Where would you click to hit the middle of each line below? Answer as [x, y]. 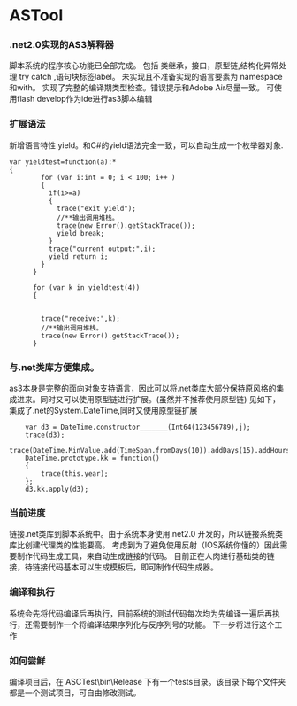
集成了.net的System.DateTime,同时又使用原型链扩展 [103, 411]
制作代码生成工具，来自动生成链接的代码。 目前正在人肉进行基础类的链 [145, 556]
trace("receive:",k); [81, 318]
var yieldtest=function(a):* [63, 162]
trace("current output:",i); [102, 249]
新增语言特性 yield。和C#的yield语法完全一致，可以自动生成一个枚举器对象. [146, 145]
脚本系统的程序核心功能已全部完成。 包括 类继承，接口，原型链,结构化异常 [144, 66]
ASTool [36, 16]
